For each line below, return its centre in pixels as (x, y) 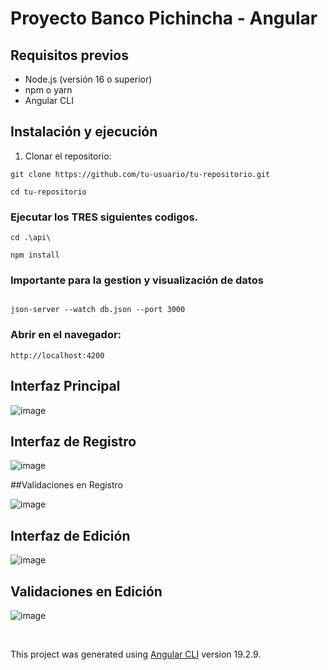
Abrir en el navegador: (66, 335)
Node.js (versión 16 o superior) (88, 79)
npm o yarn (48, 90)
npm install (35, 255)
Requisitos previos (69, 55)
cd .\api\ (31, 238)
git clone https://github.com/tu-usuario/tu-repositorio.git (140, 174)
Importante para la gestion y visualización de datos (137, 280)
